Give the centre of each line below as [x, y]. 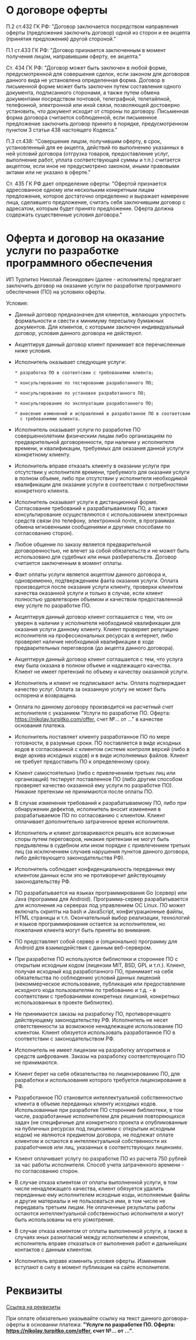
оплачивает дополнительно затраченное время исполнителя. [92, 821]
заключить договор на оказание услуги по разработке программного [94, 285]
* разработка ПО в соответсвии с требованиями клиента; [84, 373]
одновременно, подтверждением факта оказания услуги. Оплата [96, 580]
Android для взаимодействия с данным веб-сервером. [83, 948]
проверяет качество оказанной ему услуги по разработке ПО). [94, 785]
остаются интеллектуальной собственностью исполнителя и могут [99, 1213]
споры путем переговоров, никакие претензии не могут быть [92, 839]
